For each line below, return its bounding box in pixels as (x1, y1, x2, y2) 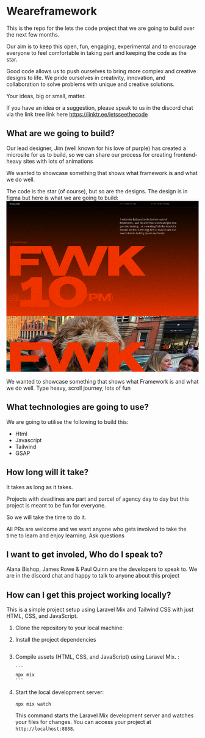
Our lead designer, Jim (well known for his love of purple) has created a (6, 145, 186, 152)
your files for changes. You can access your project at (15, 718, 151, 726)
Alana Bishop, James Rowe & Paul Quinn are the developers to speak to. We (6, 565, 198, 573)
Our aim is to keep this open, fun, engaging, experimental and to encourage (6, 43, 196, 50)
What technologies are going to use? (6, 402, 149, 412)
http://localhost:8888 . (15, 725, 75, 733)
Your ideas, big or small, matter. (6, 92, 86, 99)
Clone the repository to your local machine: (15, 624, 124, 632)
